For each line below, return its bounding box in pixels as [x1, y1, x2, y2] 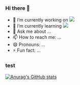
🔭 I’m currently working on [12, 17, 68, 23]
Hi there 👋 [5, 5, 31, 12]
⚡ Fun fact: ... [12, 47, 41, 53]
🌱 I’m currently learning [12, 23, 62, 29]
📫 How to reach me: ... [12, 34, 62, 40]
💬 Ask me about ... [12, 28, 51, 35]
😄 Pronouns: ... [12, 41, 46, 48]
